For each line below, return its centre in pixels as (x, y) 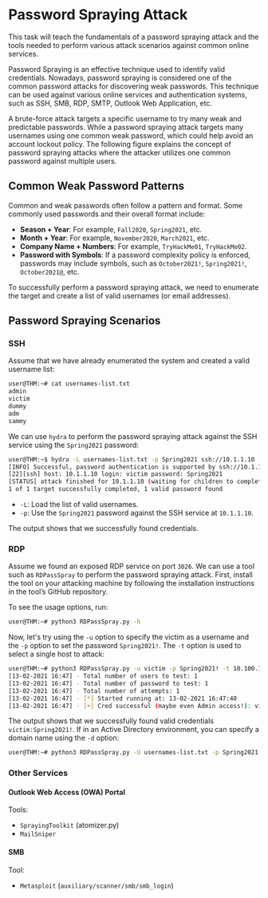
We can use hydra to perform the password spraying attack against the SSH (133, 436)
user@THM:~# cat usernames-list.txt (69, 384)
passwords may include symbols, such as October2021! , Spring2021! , (133, 263)
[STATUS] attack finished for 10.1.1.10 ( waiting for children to (121, 482)
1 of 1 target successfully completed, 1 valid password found (116, 489)
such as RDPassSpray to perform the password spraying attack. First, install (130, 575)
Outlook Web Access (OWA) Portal (67, 792)
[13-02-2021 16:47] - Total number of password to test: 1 (108, 683)
